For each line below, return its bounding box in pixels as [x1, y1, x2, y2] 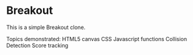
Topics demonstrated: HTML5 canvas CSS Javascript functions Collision [6, 35, 188, 42]
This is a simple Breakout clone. [6, 24, 86, 31]
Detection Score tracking [6, 42, 68, 49]
